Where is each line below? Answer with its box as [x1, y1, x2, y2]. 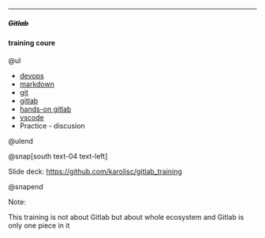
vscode [19, 112, 45, 122]
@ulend [8, 136, 34, 145]
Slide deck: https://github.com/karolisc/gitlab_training [8, 167, 183, 176]
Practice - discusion [19, 121, 85, 130]
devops [19, 71, 45, 80]
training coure [8, 38, 56, 47]
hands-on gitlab [19, 104, 72, 114]
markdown [19, 79, 55, 89]
